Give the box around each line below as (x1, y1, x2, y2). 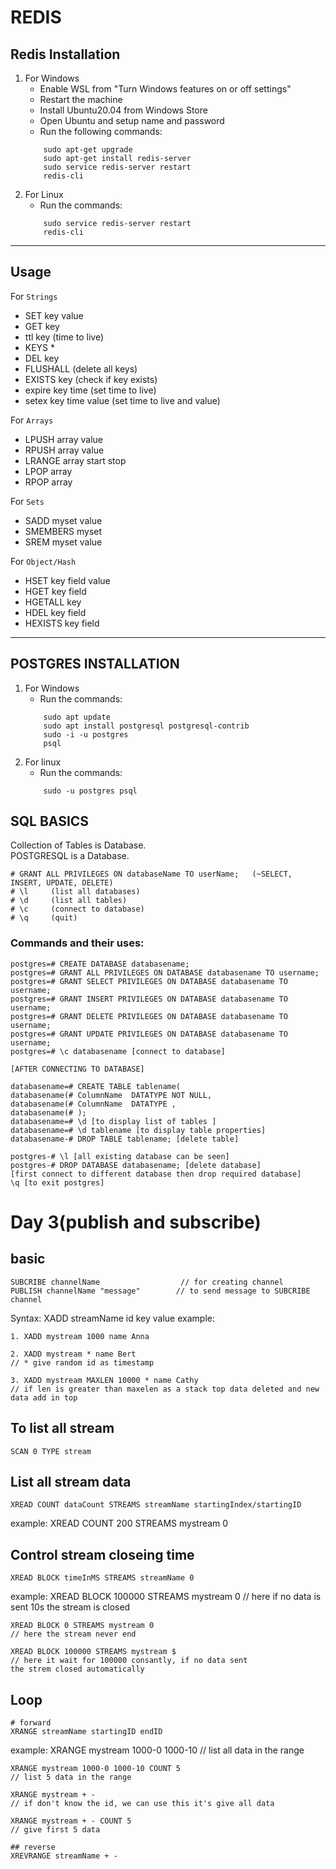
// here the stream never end (10, 1629, 137, 1640)
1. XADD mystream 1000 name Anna (10, 1331, 150, 1341)
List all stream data (10, 1473, 132, 1490)
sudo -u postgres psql (43, 786, 138, 796)
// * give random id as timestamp (10, 1357, 155, 1368)
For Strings (10, 290, 58, 302)
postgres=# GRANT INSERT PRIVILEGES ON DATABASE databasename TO (10, 994, 288, 1004)
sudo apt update (43, 712, 111, 722)
